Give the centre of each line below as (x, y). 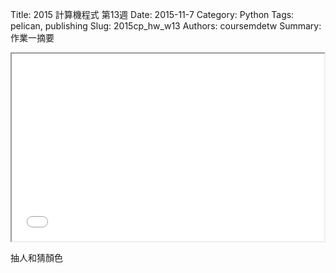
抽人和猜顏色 (36, 257)
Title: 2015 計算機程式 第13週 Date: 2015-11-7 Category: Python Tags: (152, 14)
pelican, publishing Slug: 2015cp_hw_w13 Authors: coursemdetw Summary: (166, 26)
